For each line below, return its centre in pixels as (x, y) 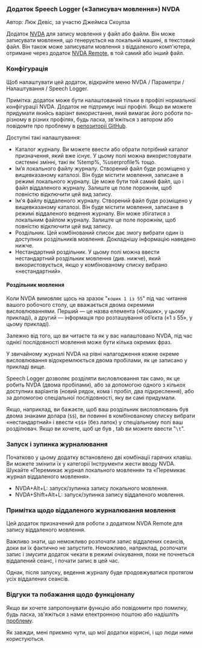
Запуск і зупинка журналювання (57, 444)
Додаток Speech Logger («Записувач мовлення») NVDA (93, 9)
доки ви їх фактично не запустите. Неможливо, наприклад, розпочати (96, 548)
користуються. (26, 638)
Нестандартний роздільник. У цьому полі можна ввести (87, 252)
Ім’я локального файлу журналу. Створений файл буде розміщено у (102, 168)
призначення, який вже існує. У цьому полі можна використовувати (103, 155)
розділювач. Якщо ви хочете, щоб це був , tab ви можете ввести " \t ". (96, 428)
